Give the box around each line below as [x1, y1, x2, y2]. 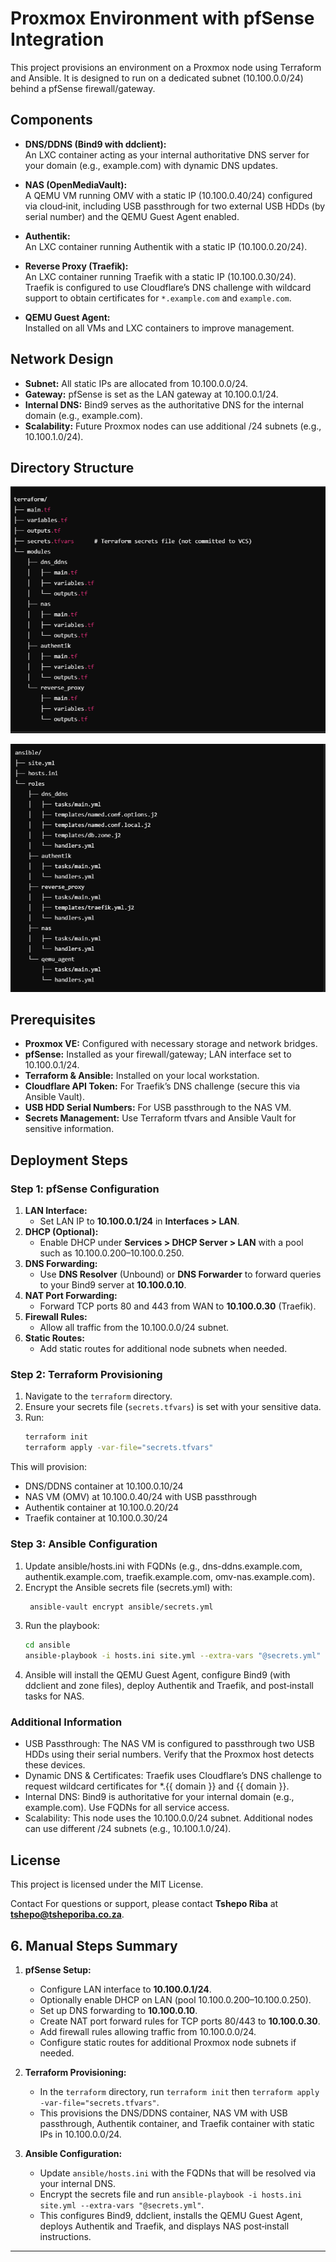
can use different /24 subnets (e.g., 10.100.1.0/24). [24, 1823, 232, 1835]
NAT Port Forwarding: [24, 1290, 118, 1302]
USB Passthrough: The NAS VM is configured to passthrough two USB [24, 1738, 315, 1750]
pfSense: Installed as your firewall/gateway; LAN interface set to [24, 1048, 292, 1061]
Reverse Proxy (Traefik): [24, 260, 129, 272]
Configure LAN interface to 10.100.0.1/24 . [39, 1983, 212, 1996]
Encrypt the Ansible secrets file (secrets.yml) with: [24, 1581, 233, 1593]
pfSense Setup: [24, 1964, 92, 1976]
